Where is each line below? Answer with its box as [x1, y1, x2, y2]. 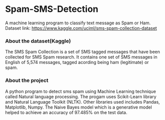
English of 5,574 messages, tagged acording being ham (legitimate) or [5, 60, 149, 65]
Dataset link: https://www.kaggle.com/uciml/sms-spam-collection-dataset [5, 25, 158, 31]
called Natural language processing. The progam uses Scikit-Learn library [5, 93, 157, 100]
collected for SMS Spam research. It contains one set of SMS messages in [5, 54, 158, 60]
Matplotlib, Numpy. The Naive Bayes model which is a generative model [5, 104, 153, 110]
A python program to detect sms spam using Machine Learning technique [5, 88, 157, 94]
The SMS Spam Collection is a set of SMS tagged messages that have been [5, 49, 161, 55]
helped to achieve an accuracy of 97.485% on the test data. [5, 109, 128, 115]
